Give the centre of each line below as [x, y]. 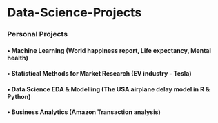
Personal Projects [37, 34]
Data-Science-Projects [75, 13]
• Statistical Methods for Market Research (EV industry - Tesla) [99, 74]
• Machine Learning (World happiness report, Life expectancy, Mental [109, 50]
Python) [19, 96]
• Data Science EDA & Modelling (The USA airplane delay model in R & [109, 89]
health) [18, 58]
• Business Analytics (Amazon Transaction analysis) [84, 112]
